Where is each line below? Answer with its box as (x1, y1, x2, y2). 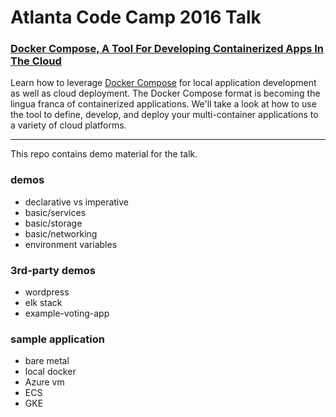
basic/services (24, 206, 87, 218)
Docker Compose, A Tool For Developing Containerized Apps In (10, 42, 325, 56)
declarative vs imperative (24, 196, 130, 208)
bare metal (24, 355, 70, 367)
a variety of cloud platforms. (10, 119, 127, 131)
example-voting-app (24, 307, 110, 320)
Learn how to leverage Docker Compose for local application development (10, 77, 317, 89)
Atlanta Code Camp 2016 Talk (10, 6, 262, 29)
